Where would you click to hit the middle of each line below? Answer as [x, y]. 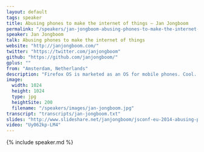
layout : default [27, 12]
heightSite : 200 [32, 102]
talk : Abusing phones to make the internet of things [76, 40]
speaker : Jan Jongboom [35, 35]
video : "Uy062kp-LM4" [34, 125]
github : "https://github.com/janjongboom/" [62, 57]
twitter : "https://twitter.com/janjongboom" [63, 52]
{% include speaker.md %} [40, 142]
